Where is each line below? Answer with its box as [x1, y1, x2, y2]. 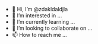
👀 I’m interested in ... [11, 12, 62, 19]
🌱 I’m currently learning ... [11, 18, 75, 25]
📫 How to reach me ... [11, 32, 67, 38]
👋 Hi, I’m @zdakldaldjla [11, 6, 68, 12]
